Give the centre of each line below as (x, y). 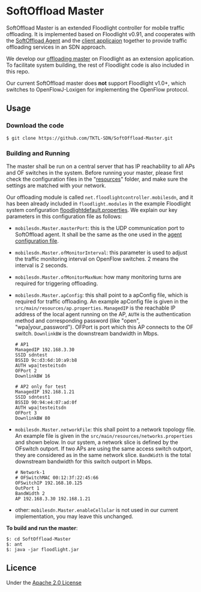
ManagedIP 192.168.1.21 (45, 392)
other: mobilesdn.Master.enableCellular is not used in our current (96, 509)
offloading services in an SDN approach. (56, 47)
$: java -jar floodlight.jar (43, 549)
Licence (22, 568)
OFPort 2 (26, 371)
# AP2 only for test (40, 387)
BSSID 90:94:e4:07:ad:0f (46, 402)
